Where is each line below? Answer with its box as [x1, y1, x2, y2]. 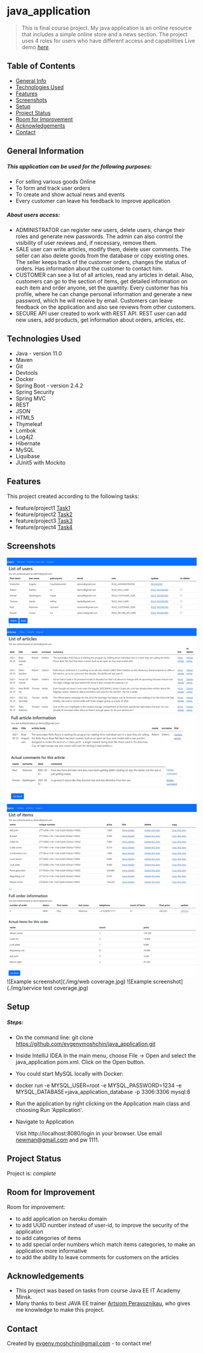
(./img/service [7, 984, 42, 992]
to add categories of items [15, 1234, 81, 1241]
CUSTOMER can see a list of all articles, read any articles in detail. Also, [15, 271, 194, 279]
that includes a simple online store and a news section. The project [21, 30, 188, 37]
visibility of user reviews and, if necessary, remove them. [15, 239, 157, 247]
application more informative [15, 1247, 87, 1255]
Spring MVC [15, 395, 46, 402]
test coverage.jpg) [42, 984, 89, 992]
